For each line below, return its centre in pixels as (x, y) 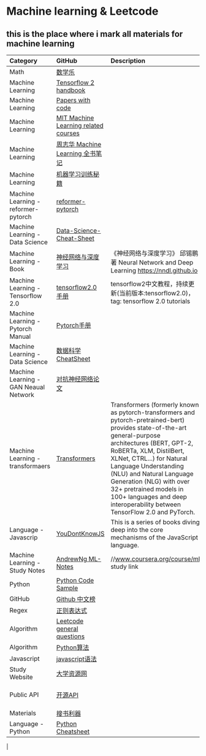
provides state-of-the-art (148, 428)
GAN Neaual (27, 387)
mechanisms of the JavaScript (154, 537)
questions (70, 636)
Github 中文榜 (76, 599)
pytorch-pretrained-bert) (147, 420)
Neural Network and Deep (156, 262)
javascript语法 (76, 659)
